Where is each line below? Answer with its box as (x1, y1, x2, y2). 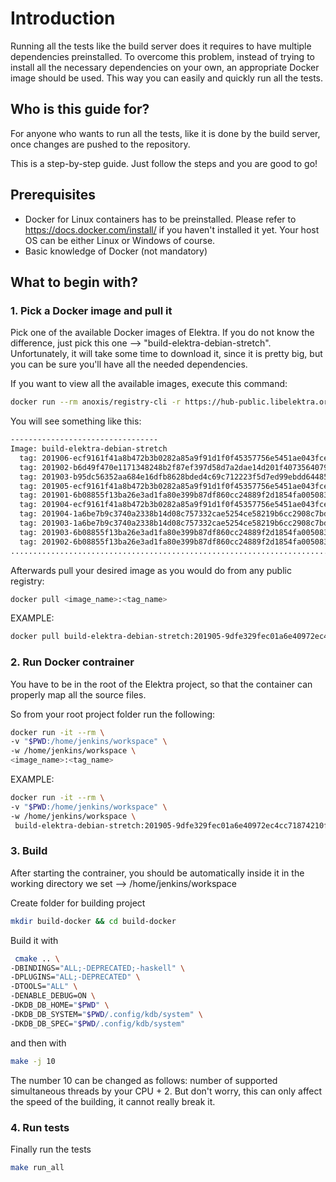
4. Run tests (10, 1120, 70, 1134)
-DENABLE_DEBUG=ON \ (10, 991, 97, 1001)
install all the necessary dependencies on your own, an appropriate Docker (10, 61, 320, 73)
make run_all (10, 1162, 65, 1172)
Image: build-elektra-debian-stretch (10, 444, 168, 454)
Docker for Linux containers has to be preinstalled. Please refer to (24, 213, 297, 225)
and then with (10, 1037, 67, 1049)
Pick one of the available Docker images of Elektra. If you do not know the (10, 327, 315, 339)
